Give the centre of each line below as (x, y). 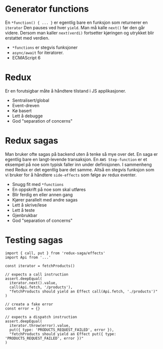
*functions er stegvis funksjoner (45, 47)
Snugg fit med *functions (38, 184)
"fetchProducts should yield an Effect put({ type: (63, 334)
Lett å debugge (27, 116)
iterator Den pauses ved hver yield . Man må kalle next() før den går (75, 27)
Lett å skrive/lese (29, 205)
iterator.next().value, (33, 283)
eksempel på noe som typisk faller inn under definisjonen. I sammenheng (79, 165)
